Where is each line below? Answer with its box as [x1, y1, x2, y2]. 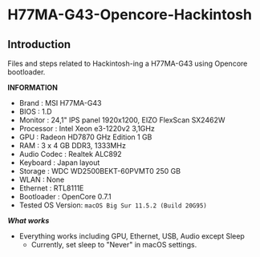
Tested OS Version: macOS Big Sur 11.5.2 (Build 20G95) [18, 200, 208, 210]
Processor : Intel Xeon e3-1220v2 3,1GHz [18, 124, 156, 133]
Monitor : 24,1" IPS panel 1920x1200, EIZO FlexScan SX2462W [18, 115, 225, 125]
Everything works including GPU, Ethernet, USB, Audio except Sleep [18, 231, 246, 241]
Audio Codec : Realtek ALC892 [18, 150, 122, 159]
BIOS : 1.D [18, 106, 53, 116]
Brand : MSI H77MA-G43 [18, 98, 102, 107]
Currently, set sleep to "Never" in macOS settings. [30, 240, 197, 249]
